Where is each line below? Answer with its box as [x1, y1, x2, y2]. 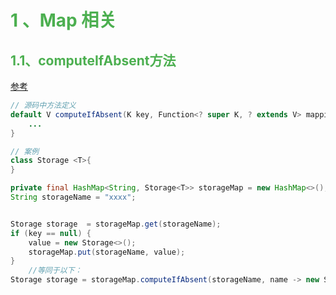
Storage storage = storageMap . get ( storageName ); [10, 219, 222, 229]
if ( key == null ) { [10, 228, 92, 238]
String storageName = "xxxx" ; [10, 192, 137, 202]
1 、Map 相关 [10, 9, 117, 32]
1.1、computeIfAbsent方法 [10, 52, 177, 69]
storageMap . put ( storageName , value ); [28, 247, 186, 257]
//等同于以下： [28, 266, 83, 276]
